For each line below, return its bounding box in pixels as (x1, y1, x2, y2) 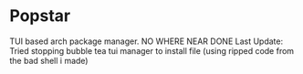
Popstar (9, 5, 71, 26)
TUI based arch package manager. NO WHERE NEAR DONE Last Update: (9, 36, 284, 47)
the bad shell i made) (9, 55, 89, 66)
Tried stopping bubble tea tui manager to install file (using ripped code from (9, 45, 295, 56)
